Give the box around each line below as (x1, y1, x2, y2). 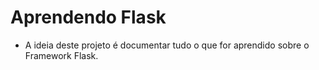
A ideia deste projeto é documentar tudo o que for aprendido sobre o (24, 39, 310, 51)
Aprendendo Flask (10, 6, 167, 29)
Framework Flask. (24, 49, 99, 61)
